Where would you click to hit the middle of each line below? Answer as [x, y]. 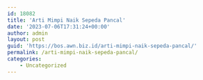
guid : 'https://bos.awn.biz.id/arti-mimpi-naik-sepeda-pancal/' [102, 46]
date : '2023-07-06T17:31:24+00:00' [59, 26]
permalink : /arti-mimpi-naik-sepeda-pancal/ [73, 53]
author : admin [28, 33]
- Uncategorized [43, 65]
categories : [24, 59]
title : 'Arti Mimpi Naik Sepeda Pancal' [67, 20]
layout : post [26, 40]
